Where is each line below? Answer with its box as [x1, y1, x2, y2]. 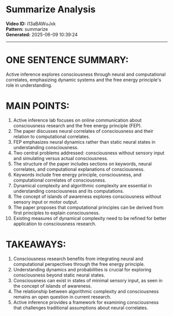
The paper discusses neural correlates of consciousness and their [13, 128, 153, 134]
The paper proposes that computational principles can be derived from [13, 204, 164, 210]
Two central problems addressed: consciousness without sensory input [13, 150, 165, 156]
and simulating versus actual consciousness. [13, 155, 108, 161]
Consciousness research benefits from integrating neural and [13, 255, 143, 262]
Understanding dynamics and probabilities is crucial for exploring [13, 266, 152, 272]
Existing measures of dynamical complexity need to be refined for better [13, 215, 167, 221]
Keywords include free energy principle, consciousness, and [13, 171, 142, 177]
